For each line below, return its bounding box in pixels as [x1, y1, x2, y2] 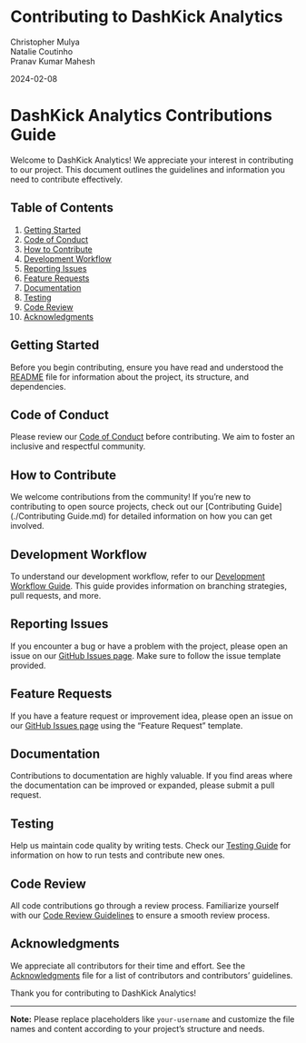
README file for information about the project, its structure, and [10, 371, 249, 382]
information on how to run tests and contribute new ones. [10, 849, 225, 860]
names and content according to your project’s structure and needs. [10, 1023, 265, 1034]
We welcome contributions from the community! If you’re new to [10, 492, 252, 502]
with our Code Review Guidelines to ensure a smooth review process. [10, 910, 271, 920]
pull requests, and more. [10, 590, 102, 601]
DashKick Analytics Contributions [10, 105, 273, 126]
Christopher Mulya [10, 36, 80, 47]
